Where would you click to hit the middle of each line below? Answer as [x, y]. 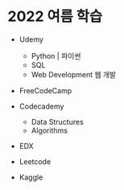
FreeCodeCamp [45, 90]
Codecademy [41, 106]
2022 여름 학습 [55, 17]
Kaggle [31, 177]
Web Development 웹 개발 [74, 74]
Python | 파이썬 [56, 56]
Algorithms [49, 130]
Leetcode [35, 161]
